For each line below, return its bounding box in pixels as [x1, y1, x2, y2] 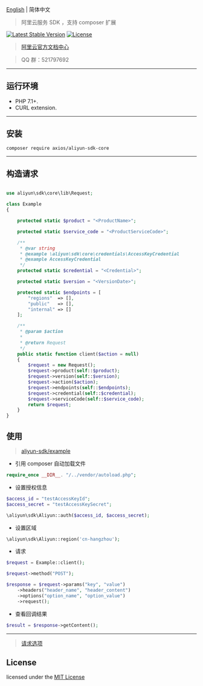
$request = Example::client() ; [6, 560, 85, 566]
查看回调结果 [14, 610, 47, 617]
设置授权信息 [14, 484, 47, 491]
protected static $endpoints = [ [17, 290, 101, 296]
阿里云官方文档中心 [21, 44, 69, 50]
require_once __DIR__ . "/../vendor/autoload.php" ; [6, 472, 137, 478]
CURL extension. [14, 104, 57, 111]
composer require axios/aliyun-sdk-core [6, 145, 110, 151]
